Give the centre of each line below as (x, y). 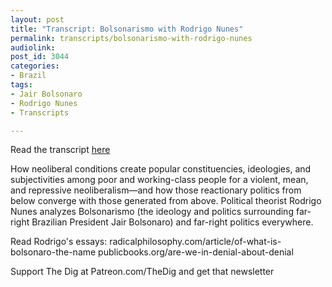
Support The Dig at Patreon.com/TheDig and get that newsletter (142, 272)
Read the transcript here (60, 150)
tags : (21, 85)
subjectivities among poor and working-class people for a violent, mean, (159, 180)
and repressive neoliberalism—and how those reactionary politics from (156, 190)
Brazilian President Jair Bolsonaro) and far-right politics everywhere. (172, 222)
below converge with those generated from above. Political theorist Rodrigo (166, 201)
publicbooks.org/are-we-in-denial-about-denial (196, 252)
